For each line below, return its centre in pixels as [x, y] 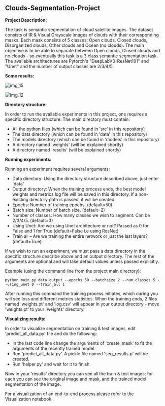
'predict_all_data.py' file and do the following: [51, 333]
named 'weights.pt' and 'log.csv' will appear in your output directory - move [82, 304]
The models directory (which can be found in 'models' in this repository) [85, 139]
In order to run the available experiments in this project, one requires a [76, 114]
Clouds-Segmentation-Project [53, 8]
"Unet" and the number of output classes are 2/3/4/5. [60, 66]
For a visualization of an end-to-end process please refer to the [69, 394]
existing [20, 199]
